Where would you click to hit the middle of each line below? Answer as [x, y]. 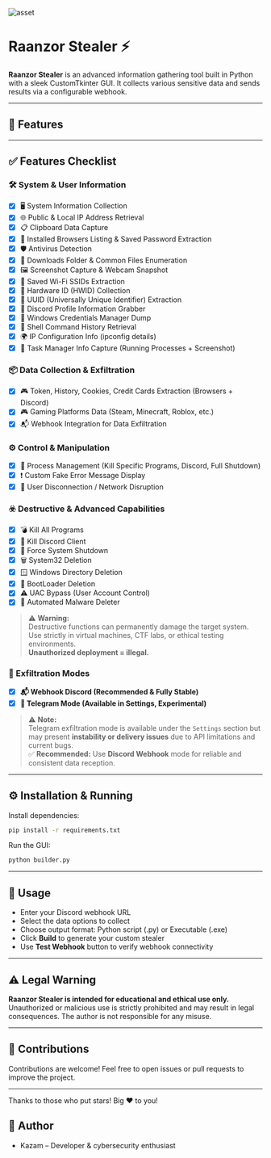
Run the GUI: [29, 845]
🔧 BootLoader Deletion [58, 584]
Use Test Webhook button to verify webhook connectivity [117, 947]
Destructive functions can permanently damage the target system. [138, 627]
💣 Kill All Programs [52, 530]
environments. [52, 644]
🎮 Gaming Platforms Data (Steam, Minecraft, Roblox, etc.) [117, 412]
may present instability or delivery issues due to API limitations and [142, 736]
